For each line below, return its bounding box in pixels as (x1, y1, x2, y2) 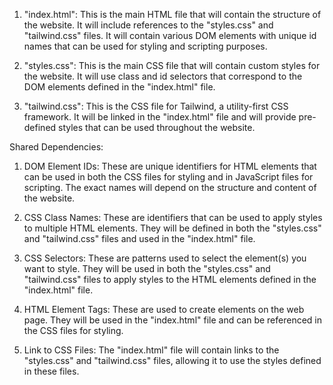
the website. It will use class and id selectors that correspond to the (23, 70, 303, 82)
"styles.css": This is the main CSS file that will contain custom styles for (23, 60, 321, 71)
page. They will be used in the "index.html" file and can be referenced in (23, 314, 323, 326)
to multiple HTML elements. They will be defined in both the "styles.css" (23, 222, 322, 234)
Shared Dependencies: (9, 141, 104, 153)
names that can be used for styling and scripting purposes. (23, 40, 268, 52)
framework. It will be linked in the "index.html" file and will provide (23, 111, 297, 123)
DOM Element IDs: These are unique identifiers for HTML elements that (23, 160, 317, 172)
